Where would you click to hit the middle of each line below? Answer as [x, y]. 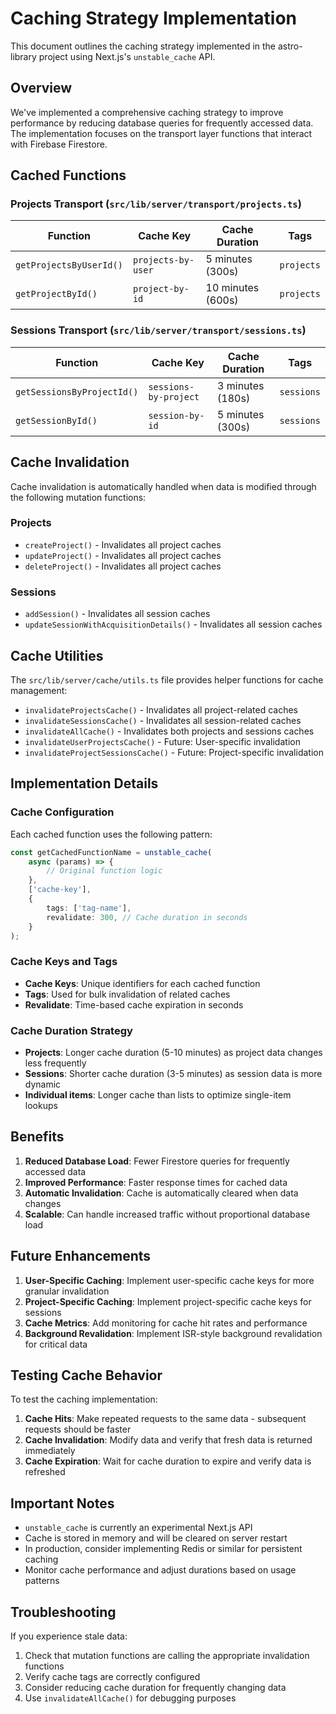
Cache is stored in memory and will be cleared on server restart [156, 1538]
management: [39, 690]
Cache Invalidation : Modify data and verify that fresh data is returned [168, 1440]
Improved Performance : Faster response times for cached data [156, 1182]
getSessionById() [56, 420]
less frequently [55, 1063]
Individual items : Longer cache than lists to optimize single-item [158, 1094]
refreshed [45, 1472]
